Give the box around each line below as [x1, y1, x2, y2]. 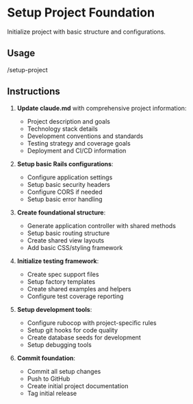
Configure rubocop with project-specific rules [27, 318, 157, 327]
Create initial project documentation [27, 381, 129, 390]
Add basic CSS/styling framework [27, 243, 123, 251]
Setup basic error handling [27, 194, 103, 203]
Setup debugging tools [27, 340, 92, 348]
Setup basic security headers [27, 180, 111, 188]
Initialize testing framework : [16, 256, 99, 265]
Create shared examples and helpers [27, 284, 131, 293]
